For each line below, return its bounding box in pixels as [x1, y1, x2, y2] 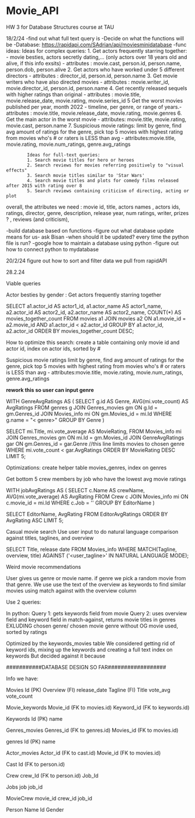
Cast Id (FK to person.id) [6, 761, 65, 768]
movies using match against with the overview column [6, 587, 137, 594]
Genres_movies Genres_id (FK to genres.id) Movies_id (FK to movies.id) [6, 727, 179, 734]
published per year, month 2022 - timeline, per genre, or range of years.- [6, 103, 182, 110]
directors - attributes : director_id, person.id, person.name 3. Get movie [6, 72, 178, 79]
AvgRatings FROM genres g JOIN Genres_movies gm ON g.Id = [6, 404, 158, 411]
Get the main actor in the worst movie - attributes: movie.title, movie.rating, [6, 115, 187, 122]
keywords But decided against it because [6, 652, 106, 659]
